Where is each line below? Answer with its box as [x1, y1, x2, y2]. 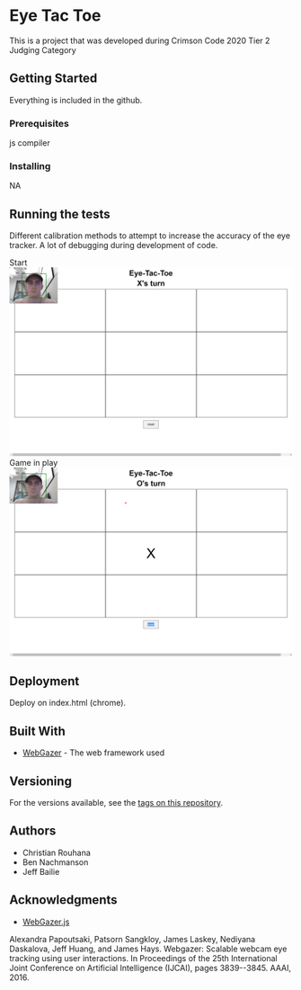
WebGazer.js [22, 916, 70, 927]
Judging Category [9, 44, 76, 55]
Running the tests [9, 206, 111, 221]
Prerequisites [9, 117, 69, 129]
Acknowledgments [9, 892, 119, 908]
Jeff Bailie [22, 866, 60, 877]
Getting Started [9, 71, 98, 86]
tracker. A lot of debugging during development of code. [9, 240, 218, 251]
